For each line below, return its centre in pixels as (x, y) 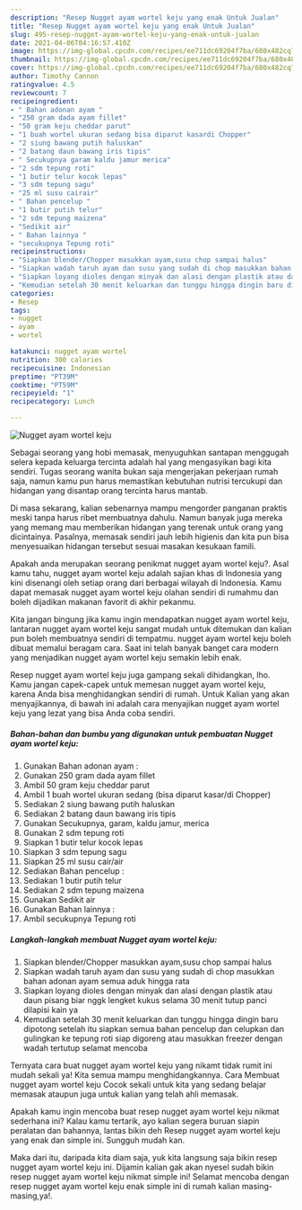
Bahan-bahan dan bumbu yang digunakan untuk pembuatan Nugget (142, 734)
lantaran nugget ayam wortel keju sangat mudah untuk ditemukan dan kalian (151, 629)
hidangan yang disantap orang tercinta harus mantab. (109, 490)
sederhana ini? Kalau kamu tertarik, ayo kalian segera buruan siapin (135, 1121)
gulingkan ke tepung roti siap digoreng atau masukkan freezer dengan (153, 1038)
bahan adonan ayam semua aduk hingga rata (107, 981)
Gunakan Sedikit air (59, 899)
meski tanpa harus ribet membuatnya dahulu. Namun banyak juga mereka (147, 517)
